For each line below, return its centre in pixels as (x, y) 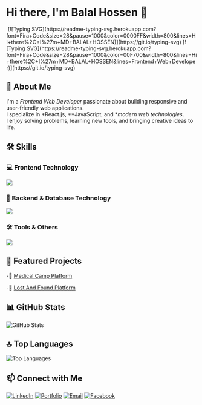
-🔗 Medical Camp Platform (39, 275)
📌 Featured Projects (44, 261)
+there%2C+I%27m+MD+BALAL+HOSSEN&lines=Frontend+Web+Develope (101, 61)
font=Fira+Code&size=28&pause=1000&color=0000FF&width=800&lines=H (101, 35)
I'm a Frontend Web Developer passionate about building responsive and (97, 101)
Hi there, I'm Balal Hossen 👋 (77, 12)
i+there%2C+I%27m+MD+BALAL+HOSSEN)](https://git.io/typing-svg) (94, 42)
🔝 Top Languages (40, 344)
